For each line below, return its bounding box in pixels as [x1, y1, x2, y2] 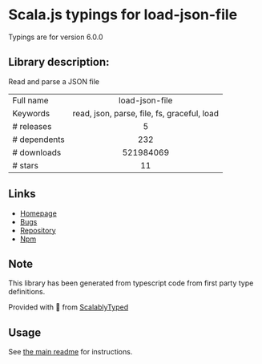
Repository [19, 225, 56, 235]
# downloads [12, 147, 62, 158]
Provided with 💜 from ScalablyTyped [8, 302, 129, 312]
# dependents [12, 134, 66, 145]
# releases [12, 120, 52, 131]
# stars [12, 160, 38, 171]
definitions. [8, 287, 46, 297]
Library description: [8, 55, 110, 69]
